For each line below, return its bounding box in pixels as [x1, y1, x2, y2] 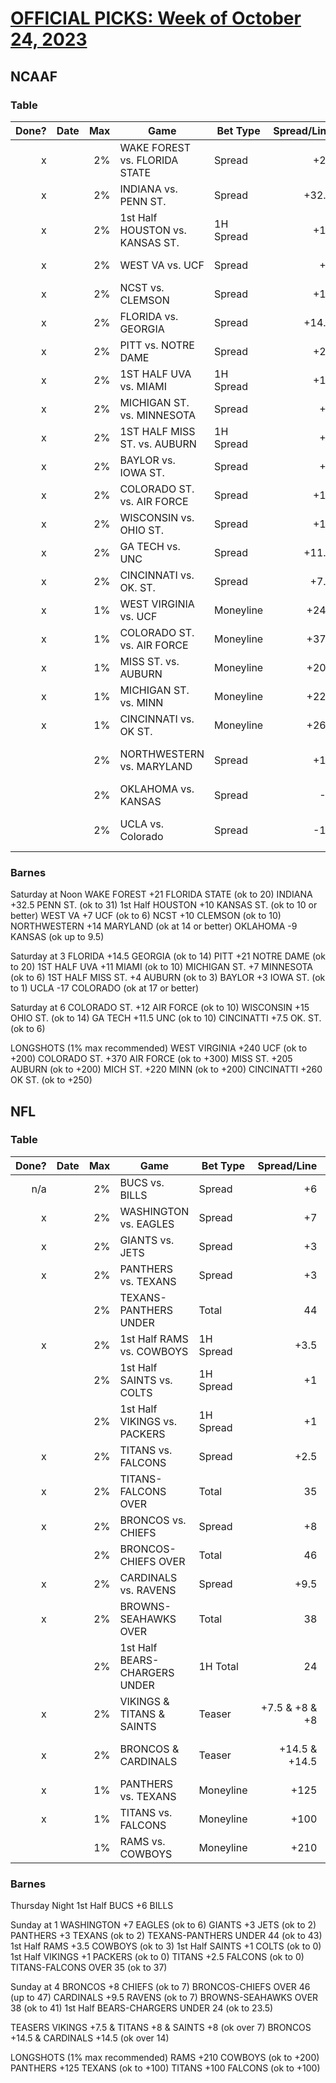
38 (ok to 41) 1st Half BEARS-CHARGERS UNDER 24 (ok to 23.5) [10, 2002, 274, 2014]
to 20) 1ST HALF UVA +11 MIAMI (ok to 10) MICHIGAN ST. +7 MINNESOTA [10, 961, 314, 973]
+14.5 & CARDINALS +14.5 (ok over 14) [10, 2032, 170, 2044]
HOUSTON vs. [119, 223, 187, 237]
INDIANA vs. [119, 182, 178, 196]
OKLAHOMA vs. [119, 782, 195, 796]
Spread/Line [257, 1158, 318, 1172]
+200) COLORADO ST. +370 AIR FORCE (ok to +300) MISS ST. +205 [10, 1053, 293, 1065]
